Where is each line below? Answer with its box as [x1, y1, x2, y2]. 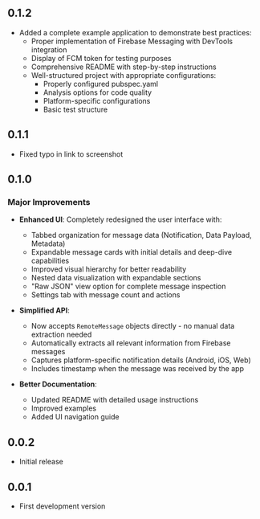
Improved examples [30, 403, 97, 413]
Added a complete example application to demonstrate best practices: [18, 27, 252, 37]
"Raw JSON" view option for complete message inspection [30, 281, 226, 292]
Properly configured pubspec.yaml [43, 79, 158, 88]
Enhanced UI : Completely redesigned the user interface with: [18, 215, 222, 224]
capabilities [30, 256, 70, 266]
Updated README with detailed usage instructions [30, 395, 199, 405]
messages [30, 347, 66, 357]
